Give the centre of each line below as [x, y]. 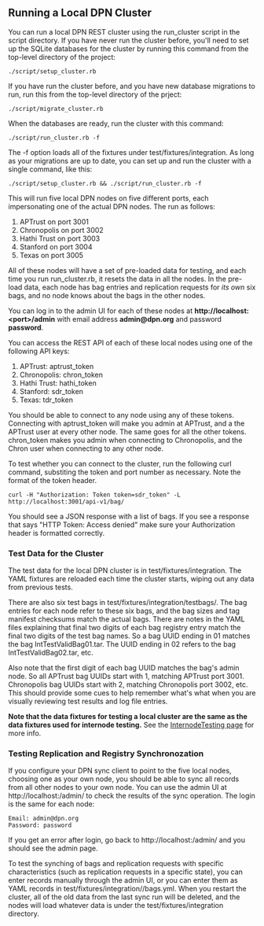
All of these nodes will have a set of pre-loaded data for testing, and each [127, 270]
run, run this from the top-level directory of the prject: [95, 94]
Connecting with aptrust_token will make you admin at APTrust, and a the [126, 423]
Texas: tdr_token [46, 400]
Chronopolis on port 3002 [61, 230]
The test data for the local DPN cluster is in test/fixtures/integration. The [125, 570]
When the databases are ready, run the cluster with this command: [116, 123]
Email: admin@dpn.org [44, 819]
